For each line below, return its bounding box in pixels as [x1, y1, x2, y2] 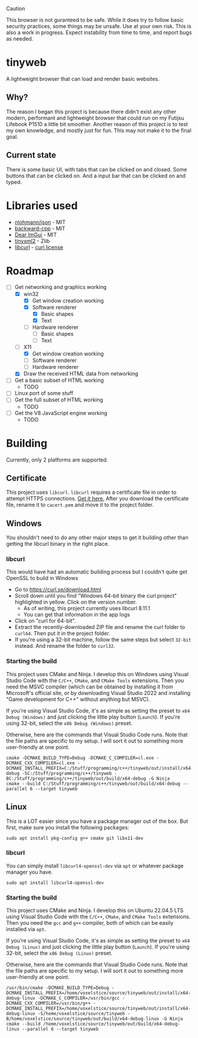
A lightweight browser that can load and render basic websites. [6, 75, 160, 82]
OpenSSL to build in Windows [6, 575, 78, 582]
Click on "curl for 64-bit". [14, 617, 76, 624]
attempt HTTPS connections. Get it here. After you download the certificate [6, 495, 189, 502]
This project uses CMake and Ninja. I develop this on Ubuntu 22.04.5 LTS [6, 907, 184, 914]
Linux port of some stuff [14, 390, 74, 397]
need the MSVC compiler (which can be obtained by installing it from [6, 683, 173, 690]
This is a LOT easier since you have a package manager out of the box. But [6, 818, 189, 825]
